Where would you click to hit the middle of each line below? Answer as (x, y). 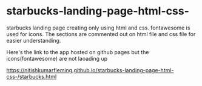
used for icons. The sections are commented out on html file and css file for (101, 34)
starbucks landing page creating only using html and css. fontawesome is (98, 28)
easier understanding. (34, 40)
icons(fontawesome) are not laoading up (57, 58)
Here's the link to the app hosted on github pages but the (78, 52)
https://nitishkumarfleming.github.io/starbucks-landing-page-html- (90, 70)
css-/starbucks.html (32, 76)
